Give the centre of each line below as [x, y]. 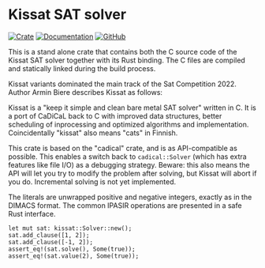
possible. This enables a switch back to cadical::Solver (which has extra [127, 157]
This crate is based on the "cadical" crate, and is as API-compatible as [123, 148]
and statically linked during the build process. [82, 68]
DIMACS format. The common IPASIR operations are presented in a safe [125, 205]
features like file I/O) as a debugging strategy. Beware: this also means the [129, 164]
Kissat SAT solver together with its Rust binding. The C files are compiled [127, 60]
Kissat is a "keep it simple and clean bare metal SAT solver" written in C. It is [132, 108]
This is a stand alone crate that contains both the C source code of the [123, 51]
